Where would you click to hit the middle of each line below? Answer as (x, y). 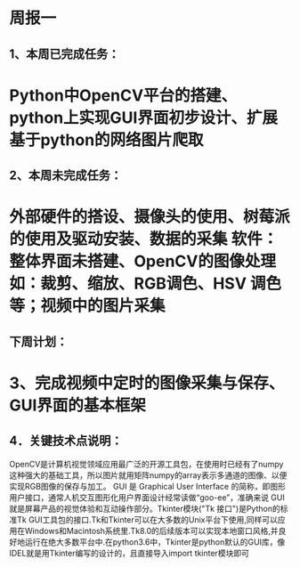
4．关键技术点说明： (66, 441)
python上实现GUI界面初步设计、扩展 (144, 117)
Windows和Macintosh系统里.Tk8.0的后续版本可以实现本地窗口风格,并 (151, 531)
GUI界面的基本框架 (78, 405)
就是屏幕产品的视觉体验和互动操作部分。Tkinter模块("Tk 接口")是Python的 (145, 508)
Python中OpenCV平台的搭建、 (123, 95)
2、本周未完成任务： (66, 176)
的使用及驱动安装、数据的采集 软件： (144, 239)
